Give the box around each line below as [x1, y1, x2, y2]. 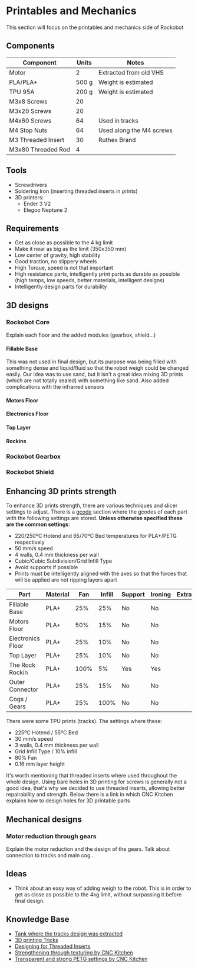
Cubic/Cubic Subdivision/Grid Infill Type [14, 557, 113, 564]
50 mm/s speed [14, 545, 53, 552]
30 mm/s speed [14, 735, 53, 743]
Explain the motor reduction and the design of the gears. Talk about [6, 845, 170, 853]
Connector [9, 685, 39, 693]
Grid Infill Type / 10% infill [14, 748, 77, 755]
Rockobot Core [6, 318, 50, 326]
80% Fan [14, 754, 37, 762]
